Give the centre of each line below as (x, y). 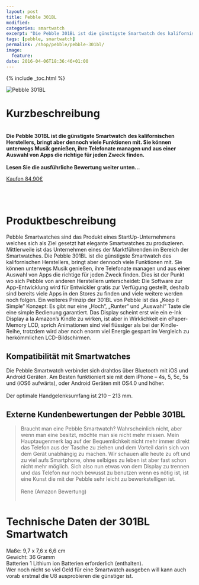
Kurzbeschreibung (53, 113)
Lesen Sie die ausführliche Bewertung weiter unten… (73, 168)
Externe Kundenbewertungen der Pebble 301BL (96, 414)
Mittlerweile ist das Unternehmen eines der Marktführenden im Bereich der (97, 250)
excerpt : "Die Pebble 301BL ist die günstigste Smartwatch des (86, 34)
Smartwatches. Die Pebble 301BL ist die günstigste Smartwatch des (89, 256)
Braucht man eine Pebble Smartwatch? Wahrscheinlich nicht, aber (101, 429)
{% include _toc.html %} (36, 78)
